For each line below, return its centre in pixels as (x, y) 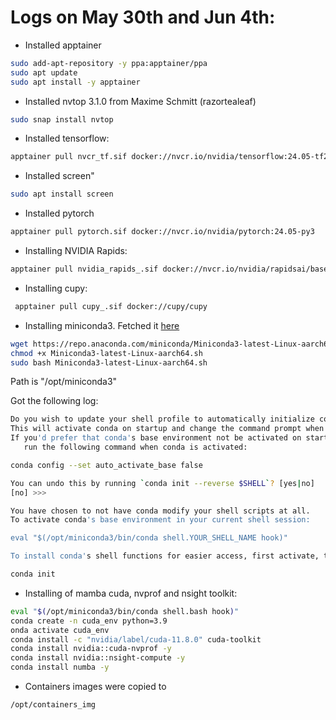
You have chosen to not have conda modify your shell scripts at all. (160, 511)
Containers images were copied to (95, 687)
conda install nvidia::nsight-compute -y (98, 658)
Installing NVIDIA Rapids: (76, 251)
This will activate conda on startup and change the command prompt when (167, 429)
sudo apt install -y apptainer (75, 82)
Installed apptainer (63, 45)
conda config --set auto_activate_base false (106, 465)
